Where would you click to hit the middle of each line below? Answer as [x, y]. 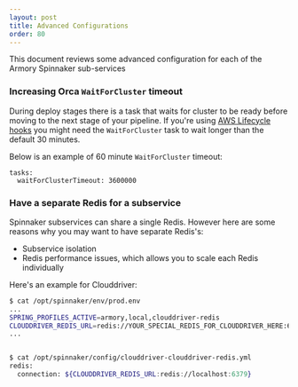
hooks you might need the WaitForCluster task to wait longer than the [137, 130]
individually [43, 267]
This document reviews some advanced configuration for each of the [136, 59]
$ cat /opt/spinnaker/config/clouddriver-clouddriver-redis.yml [130, 358]
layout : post [33, 17]
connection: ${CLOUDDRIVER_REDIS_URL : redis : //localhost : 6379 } [134, 375]
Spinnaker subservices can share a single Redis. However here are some [142, 222]
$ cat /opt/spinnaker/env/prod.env [75, 301]
